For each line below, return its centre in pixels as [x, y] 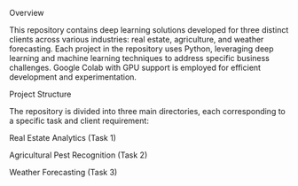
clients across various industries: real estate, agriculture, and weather [137, 39]
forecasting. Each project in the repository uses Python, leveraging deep [141, 49]
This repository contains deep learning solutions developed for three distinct [149, 30]
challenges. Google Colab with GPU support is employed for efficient [135, 67]
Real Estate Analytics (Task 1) [63, 138]
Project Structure [40, 94]
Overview [27, 13]
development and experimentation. [73, 77]
